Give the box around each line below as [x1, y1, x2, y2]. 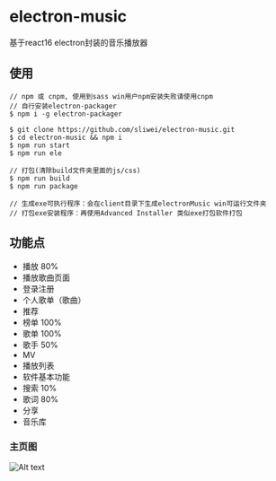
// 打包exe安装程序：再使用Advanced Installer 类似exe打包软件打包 [9, 208, 243, 217]
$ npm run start [9, 141, 70, 150]
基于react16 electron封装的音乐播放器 [9, 37, 148, 48]
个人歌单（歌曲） [22, 294, 86, 305]
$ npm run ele [9, 148, 63, 158]
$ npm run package [9, 181, 78, 190]
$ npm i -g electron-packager [9, 109, 123, 118]
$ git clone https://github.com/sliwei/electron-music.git [9, 125, 236, 134]
